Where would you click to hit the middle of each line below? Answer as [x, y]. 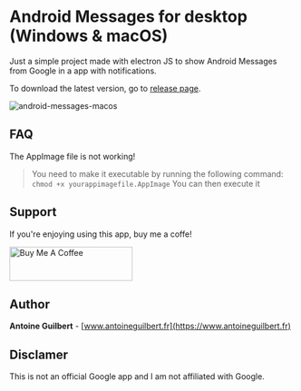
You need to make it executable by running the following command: [157, 173]
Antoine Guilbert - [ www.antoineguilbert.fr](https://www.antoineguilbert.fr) [150, 326]
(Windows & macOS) [89, 36]
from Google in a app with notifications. [83, 71]
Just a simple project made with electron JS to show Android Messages [143, 61]
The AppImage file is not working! [73, 156]
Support [33, 212]
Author [29, 304]
